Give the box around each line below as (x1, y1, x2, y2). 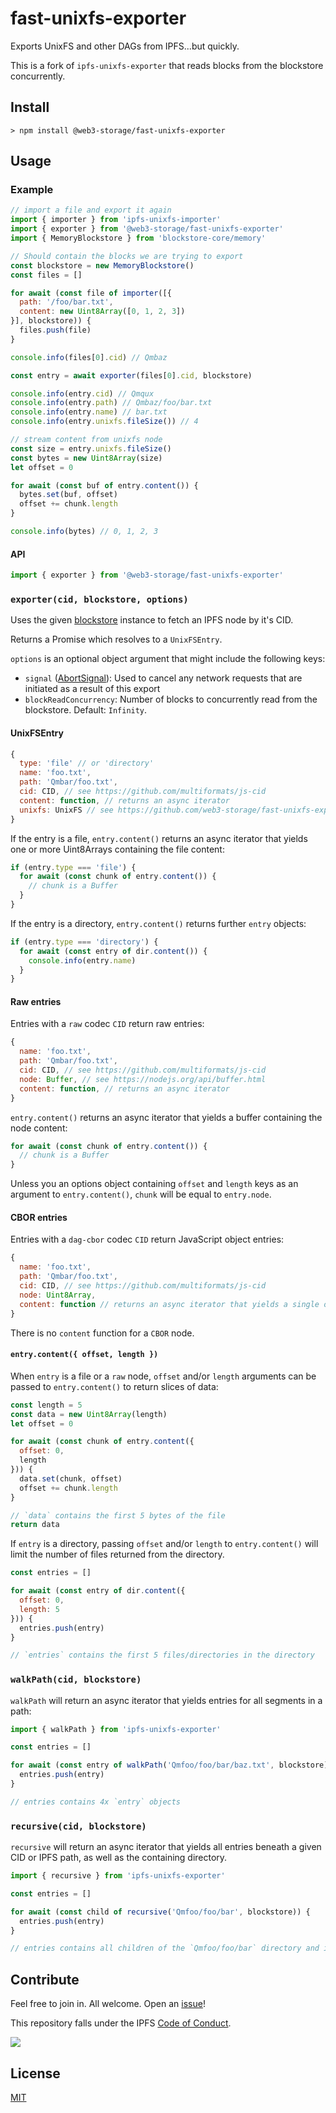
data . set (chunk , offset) (19, 1473, 123, 1484)
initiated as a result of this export (24, 683, 161, 695)
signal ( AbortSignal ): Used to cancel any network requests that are (24, 672, 303, 684)
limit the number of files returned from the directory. (10, 1548, 225, 1561)
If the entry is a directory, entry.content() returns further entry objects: (10, 917, 307, 929)
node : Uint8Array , (19, 1290, 97, 1300)
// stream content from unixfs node (10, 435, 163, 445)
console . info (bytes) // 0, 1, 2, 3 (10, 527, 159, 537)
